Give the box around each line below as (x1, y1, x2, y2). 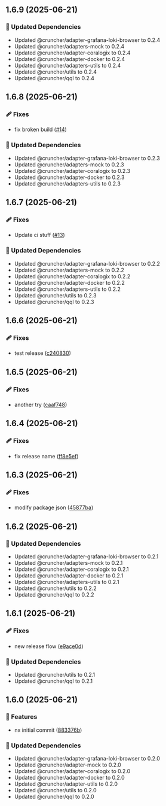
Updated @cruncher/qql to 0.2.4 (14, 74, 95, 81)
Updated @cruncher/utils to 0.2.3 (14, 291, 97, 299)
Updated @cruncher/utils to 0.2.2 (14, 585, 97, 592)
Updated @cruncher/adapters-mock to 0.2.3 (14, 161, 124, 168)
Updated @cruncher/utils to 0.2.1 (14, 671, 96, 679)
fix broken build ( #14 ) (14, 126, 67, 133)
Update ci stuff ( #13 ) (14, 232, 65, 239)
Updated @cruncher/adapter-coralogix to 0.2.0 (14, 768, 131, 775)
